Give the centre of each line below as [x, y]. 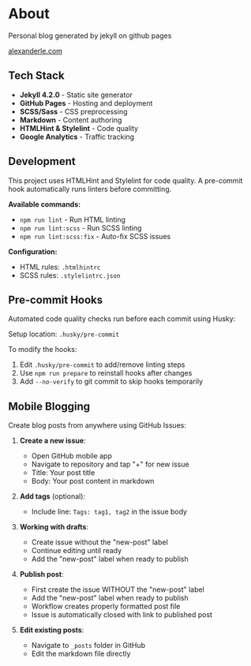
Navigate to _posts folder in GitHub [88, 645]
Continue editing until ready [77, 551]
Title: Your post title [63, 473]
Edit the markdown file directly [81, 654]
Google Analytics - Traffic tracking [77, 137]
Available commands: [45, 204]
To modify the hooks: [43, 350]
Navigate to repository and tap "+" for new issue [110, 464]
